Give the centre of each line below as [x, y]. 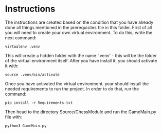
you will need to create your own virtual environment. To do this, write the [79, 32]
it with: [12, 66]
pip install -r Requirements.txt [39, 103]
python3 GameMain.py [26, 126]
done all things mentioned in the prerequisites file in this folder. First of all [79, 27]
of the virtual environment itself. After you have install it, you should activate [81, 60]
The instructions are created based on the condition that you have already [79, 22]
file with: [14, 117]
